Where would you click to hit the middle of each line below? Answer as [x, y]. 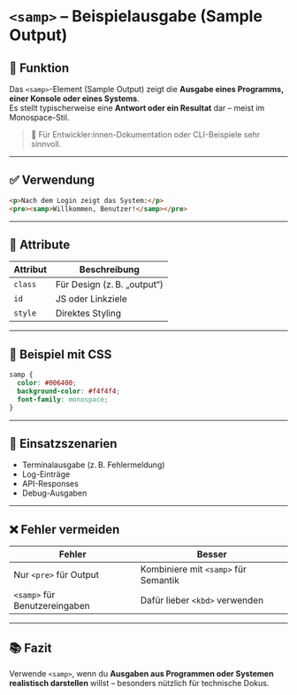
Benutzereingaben [52, 606]
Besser [212, 554]
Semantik [160, 581]
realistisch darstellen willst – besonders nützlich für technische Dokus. [139, 683]
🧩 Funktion [39, 68]
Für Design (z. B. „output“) [109, 285]
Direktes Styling [88, 314]
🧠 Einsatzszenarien [63, 444]
